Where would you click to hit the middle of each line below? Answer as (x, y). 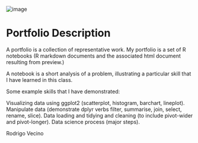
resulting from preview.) (35, 62)
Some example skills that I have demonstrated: (63, 91)
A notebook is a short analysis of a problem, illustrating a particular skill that (99, 74)
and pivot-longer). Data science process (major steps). (73, 122)
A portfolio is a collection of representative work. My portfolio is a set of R (96, 49)
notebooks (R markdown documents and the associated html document (93, 56)
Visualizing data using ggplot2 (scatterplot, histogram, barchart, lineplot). (95, 103)
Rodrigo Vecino (25, 133)
